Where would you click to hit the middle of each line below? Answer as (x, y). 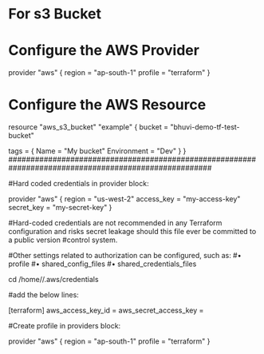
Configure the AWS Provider (104, 51)
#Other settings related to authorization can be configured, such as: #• (125, 256)
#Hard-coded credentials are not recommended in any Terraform (115, 223)
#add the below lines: (44, 295)
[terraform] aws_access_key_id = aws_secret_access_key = (106, 310)
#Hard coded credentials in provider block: (79, 184)
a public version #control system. (63, 240)
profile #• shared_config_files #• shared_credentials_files (102, 264)
